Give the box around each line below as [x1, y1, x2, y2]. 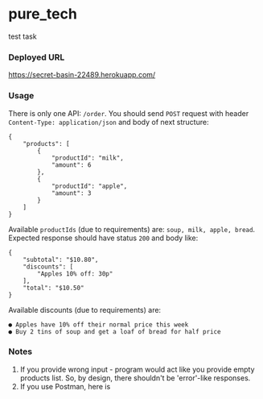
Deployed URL [8, 52, 65, 63]
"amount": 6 [51, 160, 92, 169]
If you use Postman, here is [19, 381, 111, 391]
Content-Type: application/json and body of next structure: [8, 117, 209, 127]
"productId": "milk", [51, 154, 125, 162]
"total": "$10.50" [23, 284, 84, 292]
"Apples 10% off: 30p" [37, 269, 113, 278]
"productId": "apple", [51, 182, 128, 190]
